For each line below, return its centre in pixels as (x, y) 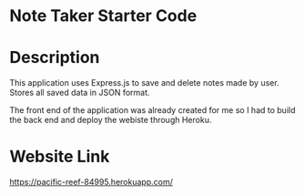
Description (55, 58)
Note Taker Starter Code (103, 16)
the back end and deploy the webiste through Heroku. (111, 120)
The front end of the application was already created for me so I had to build (152, 110)
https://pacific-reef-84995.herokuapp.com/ (91, 182)
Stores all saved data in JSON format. (80, 93)
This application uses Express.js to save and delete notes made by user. (144, 83)
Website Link (60, 157)
